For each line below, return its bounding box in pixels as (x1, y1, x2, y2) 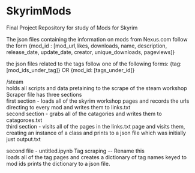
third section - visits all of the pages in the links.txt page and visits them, (6, 123, 185, 130)
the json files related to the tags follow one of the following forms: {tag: (6, 60, 182, 67)
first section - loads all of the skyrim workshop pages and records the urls (6, 97, 190, 105)
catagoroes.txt (6, 116, 43, 124)
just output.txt (6, 135, 41, 142)
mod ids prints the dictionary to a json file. (6, 160, 110, 167)
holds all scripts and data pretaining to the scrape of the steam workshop (6, 84, 187, 91)
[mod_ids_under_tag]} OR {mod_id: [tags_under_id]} (6, 66, 135, 73)
